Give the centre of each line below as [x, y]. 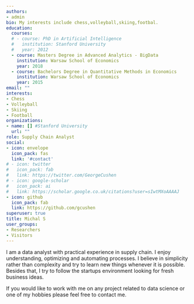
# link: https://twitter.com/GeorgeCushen [61, 175]
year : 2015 [30, 83]
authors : [17, 11]
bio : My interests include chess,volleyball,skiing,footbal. [82, 22]
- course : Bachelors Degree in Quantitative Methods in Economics [94, 72]
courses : [22, 33]
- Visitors [19, 235]
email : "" [18, 88]
